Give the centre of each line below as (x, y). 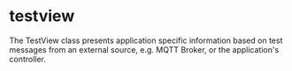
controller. (28, 59)
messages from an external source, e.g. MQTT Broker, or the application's (144, 49)
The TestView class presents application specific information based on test (146, 40)
